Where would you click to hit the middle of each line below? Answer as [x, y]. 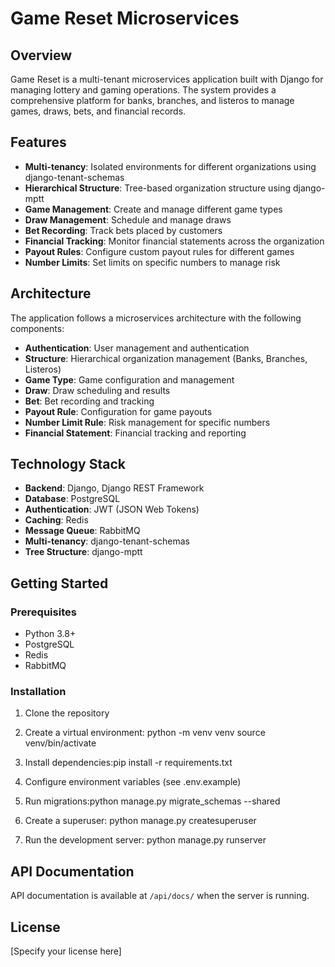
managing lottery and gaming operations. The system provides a [143, 90]
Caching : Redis [56, 520]
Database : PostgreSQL [72, 499]
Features [38, 142]
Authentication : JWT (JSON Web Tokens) [112, 509]
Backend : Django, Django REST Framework [114, 488]
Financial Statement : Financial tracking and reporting [135, 433]
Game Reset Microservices [125, 18]
